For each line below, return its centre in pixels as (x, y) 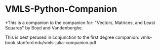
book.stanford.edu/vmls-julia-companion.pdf (51, 42)
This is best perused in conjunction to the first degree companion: (72, 37)
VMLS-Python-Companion (61, 9)
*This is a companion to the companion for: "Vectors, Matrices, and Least (80, 23)
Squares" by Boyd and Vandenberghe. (44, 27)
